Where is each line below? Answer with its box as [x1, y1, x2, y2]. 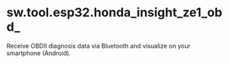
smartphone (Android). [6, 49, 72, 57]
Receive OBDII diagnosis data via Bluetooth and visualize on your [6, 42, 190, 50]
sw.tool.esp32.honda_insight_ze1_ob [6, 5, 223, 20]
